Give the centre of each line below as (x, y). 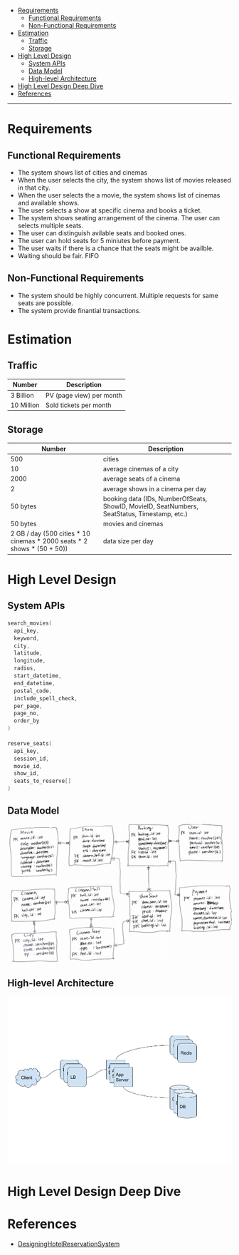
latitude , (28, 653)
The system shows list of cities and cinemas (83, 173)
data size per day (128, 541)
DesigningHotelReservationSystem (69, 1244)
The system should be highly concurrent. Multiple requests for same (118, 295)
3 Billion (22, 395)
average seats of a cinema (142, 479)
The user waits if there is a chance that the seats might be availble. (116, 248)
